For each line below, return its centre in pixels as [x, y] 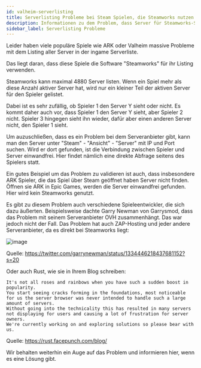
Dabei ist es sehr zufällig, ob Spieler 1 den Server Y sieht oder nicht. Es [94, 106]
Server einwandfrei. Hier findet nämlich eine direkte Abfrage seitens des [95, 156]
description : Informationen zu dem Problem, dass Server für [84, 23]
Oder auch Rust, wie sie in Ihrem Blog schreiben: [66, 271]
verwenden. [21, 70]
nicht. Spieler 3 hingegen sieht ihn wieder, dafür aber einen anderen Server [99, 119]
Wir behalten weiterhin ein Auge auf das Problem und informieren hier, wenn [100, 352]
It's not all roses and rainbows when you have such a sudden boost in [97, 283]
